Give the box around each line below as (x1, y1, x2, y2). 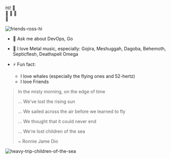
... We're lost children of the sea (17, 128, 85, 134)
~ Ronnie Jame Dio (17, 138, 58, 144)
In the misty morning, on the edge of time (17, 89, 105, 94)
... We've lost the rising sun (17, 98, 75, 105)
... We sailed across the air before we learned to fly (17, 108, 125, 114)
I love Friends (20, 78, 49, 85)
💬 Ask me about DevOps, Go (12, 36, 73, 42)
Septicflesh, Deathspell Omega (12, 51, 78, 57)
